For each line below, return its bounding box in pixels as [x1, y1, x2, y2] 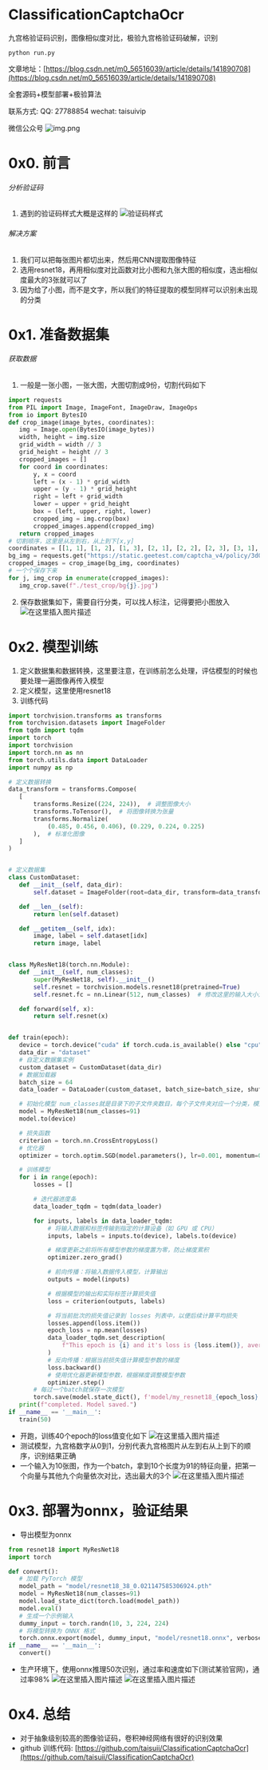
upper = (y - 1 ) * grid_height [33, 485, 137, 493]
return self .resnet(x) [33, 1012, 109, 1021]
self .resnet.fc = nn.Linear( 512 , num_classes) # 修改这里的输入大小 [33, 990, 258, 998]
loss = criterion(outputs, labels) [47, 1297, 166, 1306]
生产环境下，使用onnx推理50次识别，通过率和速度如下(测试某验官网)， [19, 1665, 253, 1674]
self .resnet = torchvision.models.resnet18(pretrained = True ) [33, 983, 241, 991]
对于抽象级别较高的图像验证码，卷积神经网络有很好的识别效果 [19, 1733, 223, 1743]
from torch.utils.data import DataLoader [8, 756, 148, 764]
